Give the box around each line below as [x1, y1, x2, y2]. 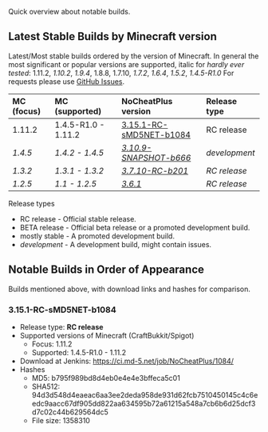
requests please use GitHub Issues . [8, 76, 125, 86]
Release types [8, 198, 55, 208]
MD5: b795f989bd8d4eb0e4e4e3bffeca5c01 [31, 373, 181, 382]
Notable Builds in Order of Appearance [8, 263, 205, 277]
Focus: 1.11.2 [31, 339, 73, 349]
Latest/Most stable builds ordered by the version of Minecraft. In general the [8, 51, 259, 61]
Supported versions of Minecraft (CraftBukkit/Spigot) [19, 330, 195, 340]
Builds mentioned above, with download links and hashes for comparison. [8, 284, 251, 294]
